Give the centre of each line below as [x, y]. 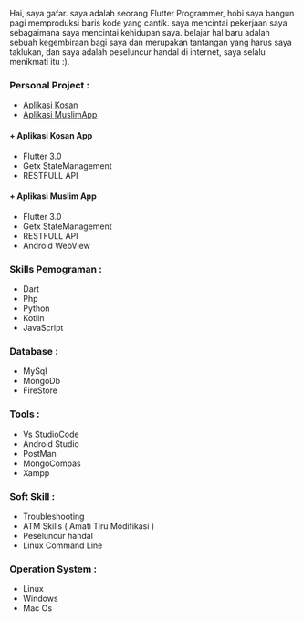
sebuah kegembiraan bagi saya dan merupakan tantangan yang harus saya [151, 42]
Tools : [25, 414]
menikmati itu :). [40, 62]
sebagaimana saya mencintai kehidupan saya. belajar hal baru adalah [140, 32]
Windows [40, 599]
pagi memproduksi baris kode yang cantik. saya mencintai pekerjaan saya [148, 23]
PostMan [39, 453]
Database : [34, 351]
